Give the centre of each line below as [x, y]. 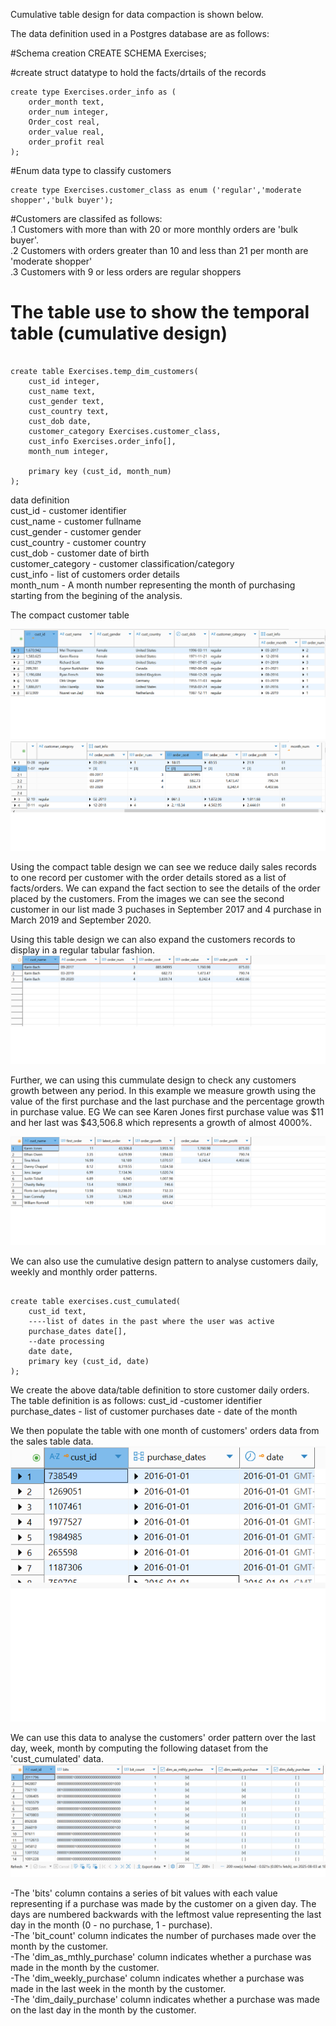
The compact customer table [70, 615]
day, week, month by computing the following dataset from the [139, 1748]
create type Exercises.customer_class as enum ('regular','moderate [156, 190]
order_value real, [66, 132]
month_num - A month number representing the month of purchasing [153, 585]
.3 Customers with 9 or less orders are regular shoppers [126, 272]
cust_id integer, [64, 381]
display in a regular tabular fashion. [83, 950]
